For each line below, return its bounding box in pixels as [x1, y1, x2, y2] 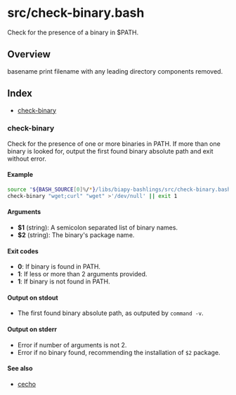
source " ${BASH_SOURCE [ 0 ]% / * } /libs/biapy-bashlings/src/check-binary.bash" [7, 186, 234, 194]
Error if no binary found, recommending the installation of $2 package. [17, 348, 221, 356]
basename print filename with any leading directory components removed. [7, 67, 223, 75]
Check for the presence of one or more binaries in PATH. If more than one [7, 139, 221, 148]
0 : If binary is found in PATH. [17, 262, 100, 271]
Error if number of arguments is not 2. [17, 340, 127, 349]
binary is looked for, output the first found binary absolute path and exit [7, 147, 214, 155]
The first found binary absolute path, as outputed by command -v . [17, 309, 204, 317]
